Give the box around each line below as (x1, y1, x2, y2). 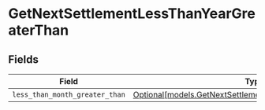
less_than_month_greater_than (12, 90, 126, 99)
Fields (8, 53, 39, 66)
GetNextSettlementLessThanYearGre (8, 5, 256, 23)
